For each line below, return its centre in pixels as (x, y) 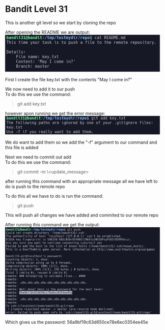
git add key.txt (31, 104)
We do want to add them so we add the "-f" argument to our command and (81, 142)
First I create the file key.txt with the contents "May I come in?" (69, 79)
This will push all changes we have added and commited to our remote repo (82, 215)
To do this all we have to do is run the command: (54, 196)
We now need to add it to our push (40, 89)
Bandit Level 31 (36, 9)
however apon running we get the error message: (55, 113)
